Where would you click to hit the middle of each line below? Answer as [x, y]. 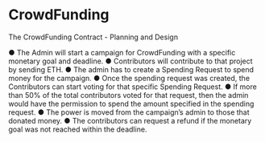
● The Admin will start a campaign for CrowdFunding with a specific [122, 52]
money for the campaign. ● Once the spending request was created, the [129, 78]
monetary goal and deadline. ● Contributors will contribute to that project [130, 61]
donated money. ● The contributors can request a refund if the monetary [130, 120]
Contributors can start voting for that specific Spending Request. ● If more [133, 87]
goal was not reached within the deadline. [78, 129]
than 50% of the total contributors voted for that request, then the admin [128, 95]
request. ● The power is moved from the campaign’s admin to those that [129, 112]
